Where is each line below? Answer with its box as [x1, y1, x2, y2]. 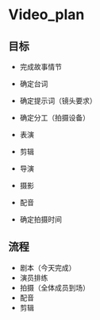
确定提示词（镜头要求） [19, 96, 97, 105]
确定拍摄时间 [19, 215, 62, 224]
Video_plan [8, 6, 85, 24]
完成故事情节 [19, 62, 62, 71]
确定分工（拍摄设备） [19, 113, 90, 122]
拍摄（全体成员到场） [19, 282, 90, 292]
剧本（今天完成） [19, 263, 76, 272]
